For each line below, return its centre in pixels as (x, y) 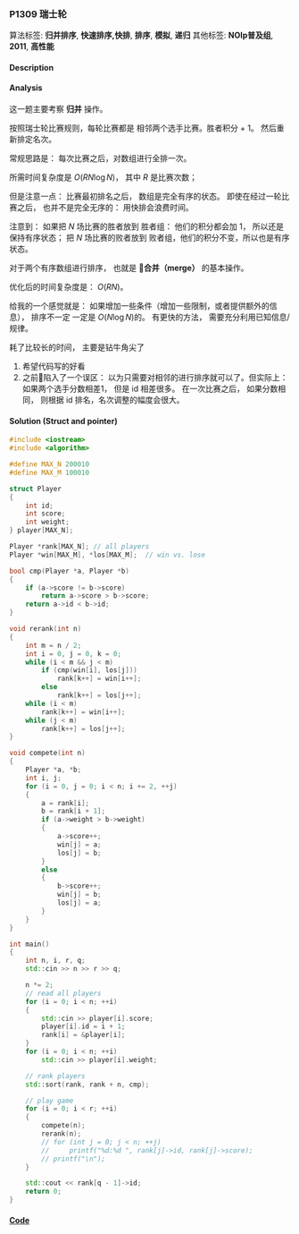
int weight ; (47, 522)
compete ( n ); (64, 1126)
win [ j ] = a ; (79, 844)
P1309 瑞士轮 (38, 13)
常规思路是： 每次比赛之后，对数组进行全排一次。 (100, 158)
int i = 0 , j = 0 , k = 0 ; (74, 654)
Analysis (26, 88)
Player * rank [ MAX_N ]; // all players (79, 547)
